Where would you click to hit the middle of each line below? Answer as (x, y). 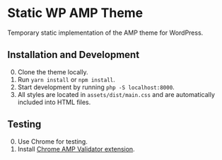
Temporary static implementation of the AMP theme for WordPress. (105, 33)
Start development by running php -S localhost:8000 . (96, 87)
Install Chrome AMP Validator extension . (76, 149)
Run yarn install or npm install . (66, 79)
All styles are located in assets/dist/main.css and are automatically (116, 94)
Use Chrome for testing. (53, 141)
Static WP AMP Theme (75, 13)
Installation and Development (74, 55)
